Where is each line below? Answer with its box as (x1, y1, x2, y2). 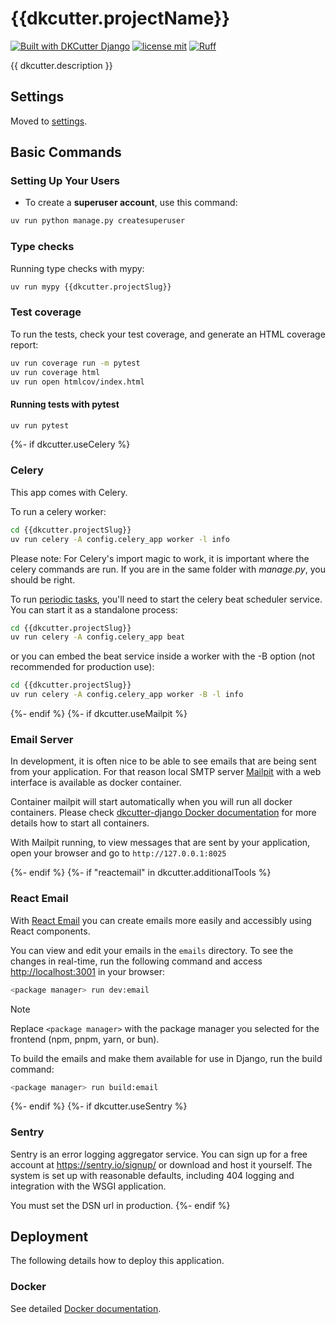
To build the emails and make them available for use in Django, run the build (10, 1052, 323, 1064)
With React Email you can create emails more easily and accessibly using (10, 914, 312, 926)
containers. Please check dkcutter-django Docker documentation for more (10, 807, 317, 819)
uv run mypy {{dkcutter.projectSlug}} (10, 282, 172, 292)
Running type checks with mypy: (10, 262, 145, 274)
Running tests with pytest (10, 398, 120, 410)
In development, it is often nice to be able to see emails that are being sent (10, 755, 317, 767)
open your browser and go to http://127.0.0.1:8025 (10, 847, 227, 859)
